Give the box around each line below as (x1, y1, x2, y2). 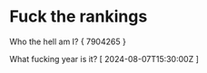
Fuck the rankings (9, 6, 148, 27)
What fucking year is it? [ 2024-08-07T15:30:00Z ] (9, 53, 200, 64)
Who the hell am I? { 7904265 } (9, 36, 127, 47)
